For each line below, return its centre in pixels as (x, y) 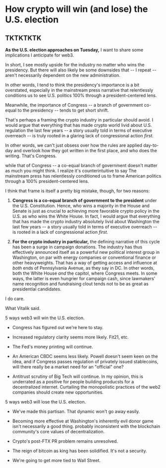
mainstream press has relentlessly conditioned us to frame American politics (83, 176)
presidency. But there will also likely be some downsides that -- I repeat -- (81, 70)
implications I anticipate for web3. (40, 55)
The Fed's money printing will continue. (53, 347)
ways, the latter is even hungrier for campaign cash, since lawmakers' (84, 278)
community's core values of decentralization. (58, 432)
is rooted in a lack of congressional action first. (60, 232)
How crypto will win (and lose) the (77, 9)
